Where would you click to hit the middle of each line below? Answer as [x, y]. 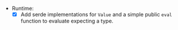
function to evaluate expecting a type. [67, 21]
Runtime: [23, 8]
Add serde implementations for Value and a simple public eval [96, 14]
